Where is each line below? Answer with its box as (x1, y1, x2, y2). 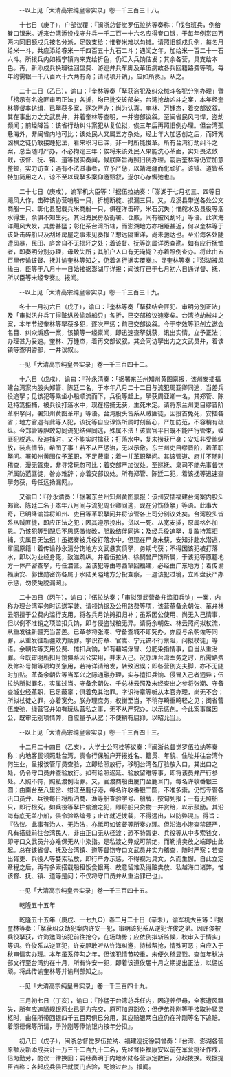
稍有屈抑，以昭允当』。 (121, 714, 185, 721)
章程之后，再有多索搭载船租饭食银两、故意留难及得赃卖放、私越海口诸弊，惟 (7, 863, 224, 871)
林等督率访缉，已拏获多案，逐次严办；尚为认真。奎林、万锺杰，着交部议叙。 (7, 104, 224, 112)
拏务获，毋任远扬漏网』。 (7, 478, 77, 486)
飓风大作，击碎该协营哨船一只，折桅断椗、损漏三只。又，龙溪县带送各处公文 (7, 196, 224, 204)
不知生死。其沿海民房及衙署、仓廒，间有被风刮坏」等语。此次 (43, 213, 218, 221)
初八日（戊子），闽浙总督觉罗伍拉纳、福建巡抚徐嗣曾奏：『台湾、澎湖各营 (19, 1037, 224, 1045)
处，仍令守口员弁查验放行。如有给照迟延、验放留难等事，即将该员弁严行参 (7, 769, 218, 776)
